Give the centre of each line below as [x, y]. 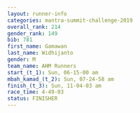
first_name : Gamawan [37, 46]
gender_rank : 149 [33, 33]
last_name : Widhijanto [40, 53]
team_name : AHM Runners [42, 66]
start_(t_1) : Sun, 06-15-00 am [53, 72]
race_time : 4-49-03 [36, 92]
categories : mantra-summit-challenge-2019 [70, 20]
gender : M [22, 60]
